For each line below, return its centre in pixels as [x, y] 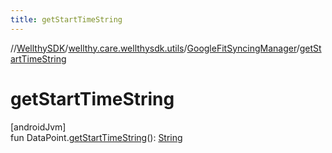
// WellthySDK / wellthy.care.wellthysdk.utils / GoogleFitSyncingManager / [155, 48]
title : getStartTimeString [66, 19]
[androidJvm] [38, 127]
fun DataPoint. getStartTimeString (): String [96, 137]
